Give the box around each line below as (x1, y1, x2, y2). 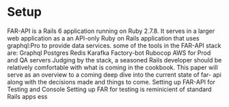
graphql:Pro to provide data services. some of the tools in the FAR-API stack (7, 41, 221, 49)
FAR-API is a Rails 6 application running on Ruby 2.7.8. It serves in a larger (7, 27, 215, 35)
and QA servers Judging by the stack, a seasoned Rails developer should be (7, 56, 222, 64)
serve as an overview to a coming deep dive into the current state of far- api (7, 70, 222, 79)
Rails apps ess (7, 92, 48, 100)
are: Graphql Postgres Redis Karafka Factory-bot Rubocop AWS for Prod (7, 49, 211, 57)
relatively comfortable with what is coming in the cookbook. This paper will (7, 63, 218, 71)
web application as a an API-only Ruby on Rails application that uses (7, 34, 200, 42)
